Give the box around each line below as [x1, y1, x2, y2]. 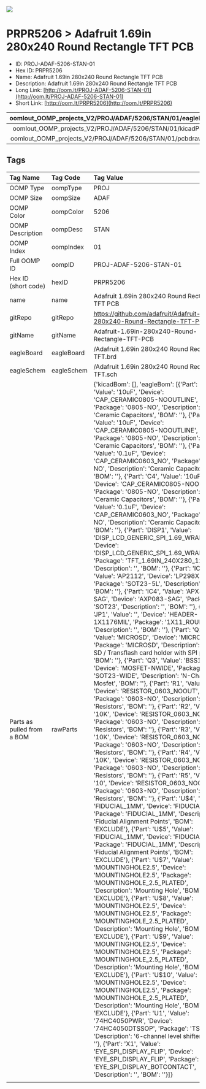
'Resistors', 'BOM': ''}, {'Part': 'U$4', [93, 794, 197, 802]
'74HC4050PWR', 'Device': [93, 1016, 173, 1025]
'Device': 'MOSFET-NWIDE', [93, 663, 175, 672]
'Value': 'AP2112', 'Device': [93, 571, 173, 580]
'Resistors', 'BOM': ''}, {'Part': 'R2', [93, 702, 193, 710]
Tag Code [51, 173, 81, 182]
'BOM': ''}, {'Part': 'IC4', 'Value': [93, 587, 184, 595]
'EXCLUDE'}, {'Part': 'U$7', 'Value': [93, 855, 194, 864]
